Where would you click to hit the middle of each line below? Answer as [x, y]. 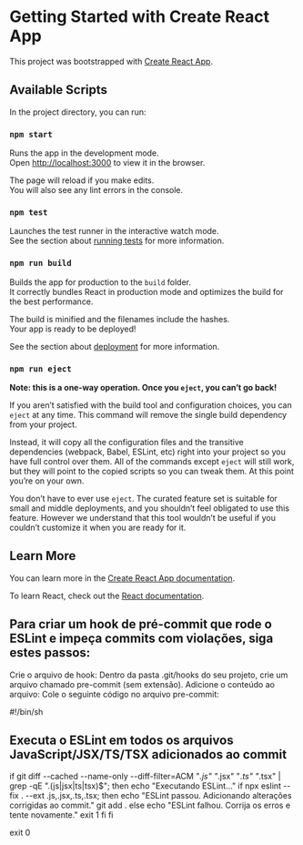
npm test [29, 212]
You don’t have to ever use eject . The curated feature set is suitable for [143, 498]
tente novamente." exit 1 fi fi [61, 815]
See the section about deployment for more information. [115, 346]
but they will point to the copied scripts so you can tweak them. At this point [151, 471]
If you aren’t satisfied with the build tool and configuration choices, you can [151, 405]
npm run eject [40, 369]
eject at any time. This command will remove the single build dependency [148, 414]
